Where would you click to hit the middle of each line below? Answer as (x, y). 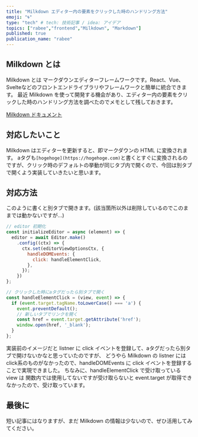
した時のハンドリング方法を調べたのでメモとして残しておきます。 (96, 102)
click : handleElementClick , (67, 260)
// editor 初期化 (26, 227)
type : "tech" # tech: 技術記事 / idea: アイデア (64, 22)
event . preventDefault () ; (47, 309)
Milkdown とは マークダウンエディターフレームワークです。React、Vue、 (95, 80)
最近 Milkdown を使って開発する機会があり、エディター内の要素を (98, 94)
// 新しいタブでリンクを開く (47, 314)
